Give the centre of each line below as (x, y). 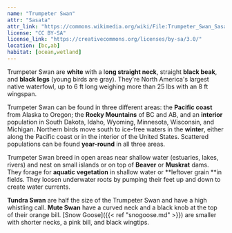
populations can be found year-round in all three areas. (86, 144)
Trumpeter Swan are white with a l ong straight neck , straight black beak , (112, 72)
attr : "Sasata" (29, 20)
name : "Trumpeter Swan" (41, 13)
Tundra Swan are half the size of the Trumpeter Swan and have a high (107, 200)
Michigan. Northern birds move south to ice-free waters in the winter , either (115, 129)
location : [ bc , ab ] (33, 46)
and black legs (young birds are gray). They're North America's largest (108, 79)
